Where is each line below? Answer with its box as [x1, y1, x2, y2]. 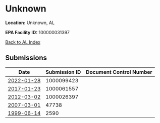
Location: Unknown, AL [5, 20, 55, 26]
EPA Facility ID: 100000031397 [5, 29, 70, 35]
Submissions [5, 54, 47, 62]
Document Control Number [85, 68, 152, 75]
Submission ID [45, 68, 81, 75]
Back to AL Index [5, 39, 41, 45]
